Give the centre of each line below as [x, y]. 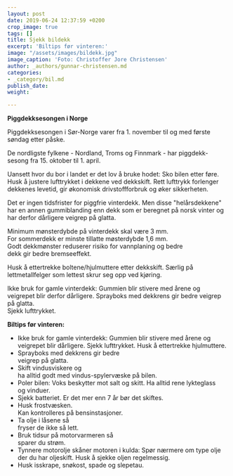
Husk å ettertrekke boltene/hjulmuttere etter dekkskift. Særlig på [100, 267]
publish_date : [28, 86]
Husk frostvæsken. [45, 406]
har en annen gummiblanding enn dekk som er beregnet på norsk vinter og [116, 210]
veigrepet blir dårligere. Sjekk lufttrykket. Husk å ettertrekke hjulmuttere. [122, 346]
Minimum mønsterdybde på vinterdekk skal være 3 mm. [88, 231]
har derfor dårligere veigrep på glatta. [62, 218]
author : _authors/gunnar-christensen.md [67, 66]
